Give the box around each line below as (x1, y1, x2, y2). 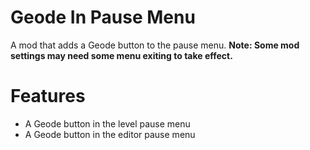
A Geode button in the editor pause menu (24, 128, 196, 140)
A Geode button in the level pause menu (24, 117, 191, 130)
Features (10, 85, 86, 108)
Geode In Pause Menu (10, 6, 196, 29)
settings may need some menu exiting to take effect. (10, 49, 233, 61)
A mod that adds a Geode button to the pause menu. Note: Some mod (10, 39, 300, 51)
